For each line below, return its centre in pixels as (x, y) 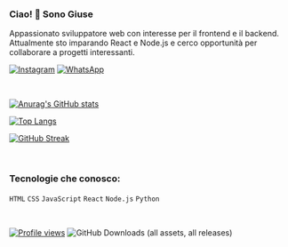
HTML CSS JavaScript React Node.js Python (84, 199)
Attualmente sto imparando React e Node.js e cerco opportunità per (133, 43)
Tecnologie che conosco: (65, 179)
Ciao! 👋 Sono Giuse (51, 14)
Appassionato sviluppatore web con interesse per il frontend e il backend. (144, 34)
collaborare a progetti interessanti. (72, 52)
